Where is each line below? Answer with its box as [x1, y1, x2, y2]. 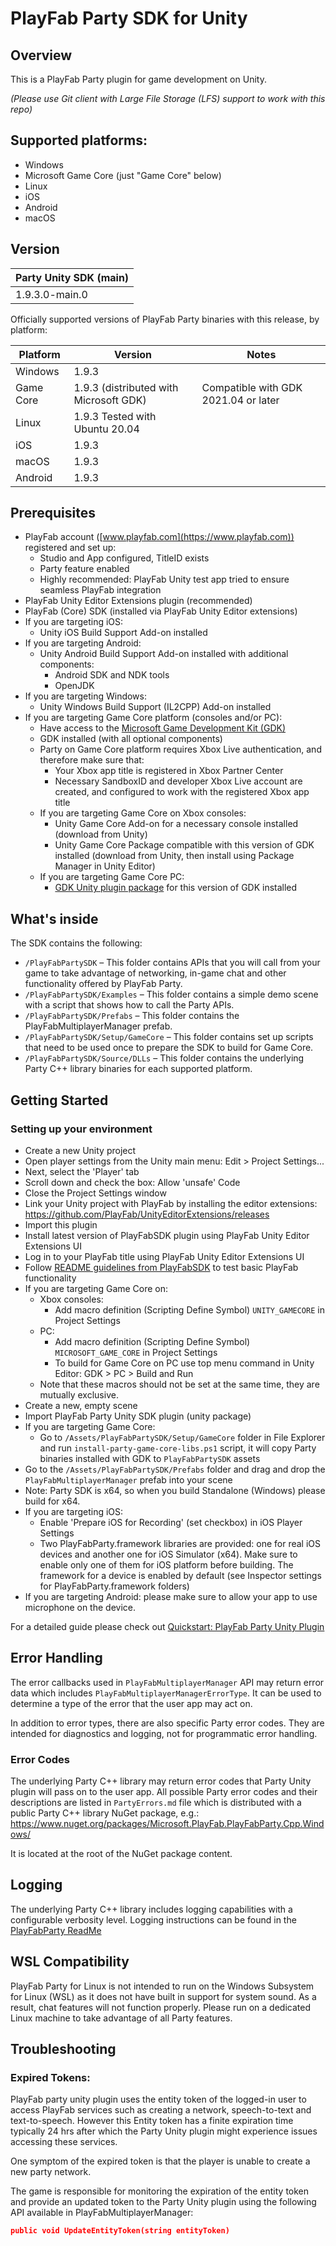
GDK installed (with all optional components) [39, 733, 223, 745]
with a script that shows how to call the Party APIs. [24, 999, 235, 1011]
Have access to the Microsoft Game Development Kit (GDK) [39, 722, 286, 734]
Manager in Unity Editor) [54, 860, 156, 872]
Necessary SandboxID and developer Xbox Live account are [54, 775, 303, 787]
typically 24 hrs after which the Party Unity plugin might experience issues [10, 2125, 318, 2137]
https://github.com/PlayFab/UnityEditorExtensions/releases [24, 1208, 270, 1220]
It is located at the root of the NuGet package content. [10, 1848, 233, 1860]
